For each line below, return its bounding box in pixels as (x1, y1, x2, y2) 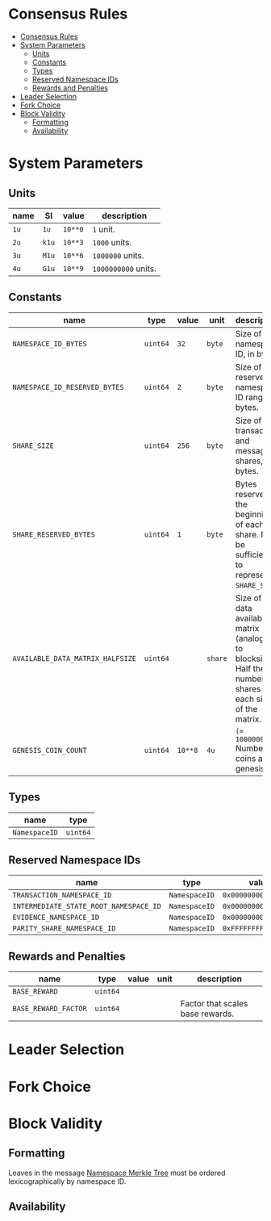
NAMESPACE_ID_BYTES (12, 339, 87, 348)
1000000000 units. (92, 263, 157, 274)
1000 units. (92, 236, 132, 248)
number (235, 673, 265, 684)
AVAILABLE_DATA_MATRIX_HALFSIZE (12, 654, 137, 663)
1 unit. (92, 224, 115, 235)
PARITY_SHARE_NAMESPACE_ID (12, 924, 116, 933)
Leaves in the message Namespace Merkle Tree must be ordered (8, 1168, 226, 1177)
